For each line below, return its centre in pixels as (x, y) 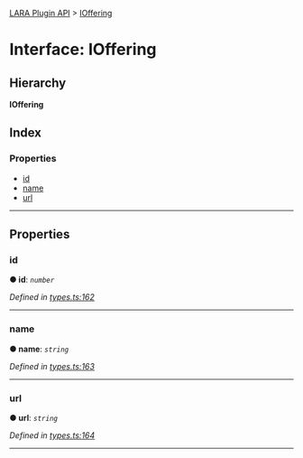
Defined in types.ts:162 (52, 297)
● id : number (32, 280)
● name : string (39, 349)
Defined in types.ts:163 (52, 366)
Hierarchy (38, 83)
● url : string (34, 417)
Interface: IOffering (83, 50)
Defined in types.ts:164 (52, 435)
